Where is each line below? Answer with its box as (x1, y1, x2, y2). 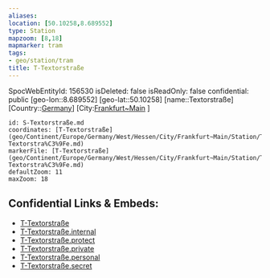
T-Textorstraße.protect (19, 235, 96, 245)
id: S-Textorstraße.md (8, 118, 84, 127)
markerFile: (8, 146, 48, 155)
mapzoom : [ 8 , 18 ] (8, 34, 63, 43)
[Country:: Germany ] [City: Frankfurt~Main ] (8, 103, 150, 112)
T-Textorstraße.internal (19, 227, 96, 236)
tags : (8, 49, 27, 57)
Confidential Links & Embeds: (8, 197, 159, 211)
